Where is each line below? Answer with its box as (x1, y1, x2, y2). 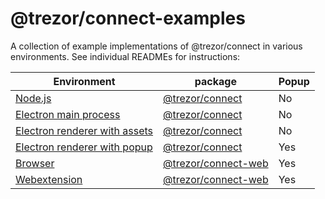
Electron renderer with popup (15, 140, 153, 154)
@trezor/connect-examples (10, 7, 246, 30)
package (194, 74, 237, 88)
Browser (15, 156, 55, 170)
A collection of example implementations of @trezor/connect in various (10, 40, 303, 52)
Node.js (15, 91, 52, 105)
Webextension (15, 172, 83, 186)
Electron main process (15, 107, 121, 121)
